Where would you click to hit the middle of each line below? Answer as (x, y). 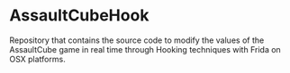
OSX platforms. (37, 59)
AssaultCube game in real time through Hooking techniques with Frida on (145, 49)
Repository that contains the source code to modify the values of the (137, 40)
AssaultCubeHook (79, 16)
